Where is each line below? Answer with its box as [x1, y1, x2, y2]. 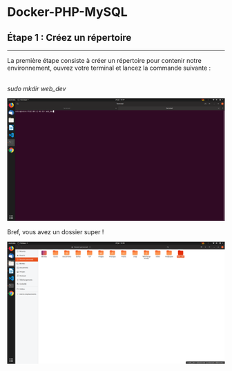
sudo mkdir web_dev [7, 84, 66, 93]
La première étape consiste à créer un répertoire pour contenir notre [7, 57, 202, 64]
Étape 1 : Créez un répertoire [7, 32, 132, 44]
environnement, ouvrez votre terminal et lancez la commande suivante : [7, 64, 211, 72]
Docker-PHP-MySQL [7, 4, 128, 20]
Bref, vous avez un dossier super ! [7, 227, 104, 236]
